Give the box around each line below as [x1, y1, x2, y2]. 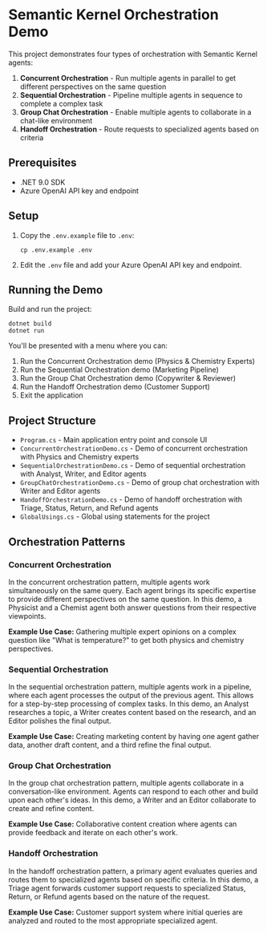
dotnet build [8, 320, 52, 328]
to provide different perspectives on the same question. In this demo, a [8, 594, 243, 604]
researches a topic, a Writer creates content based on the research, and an [8, 708, 257, 717]
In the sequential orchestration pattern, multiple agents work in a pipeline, [8, 682, 252, 692]
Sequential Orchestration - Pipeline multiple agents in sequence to [19, 90, 243, 99]
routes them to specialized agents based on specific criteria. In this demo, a [8, 874, 259, 884]
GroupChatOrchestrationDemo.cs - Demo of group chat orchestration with [19, 478, 260, 487]
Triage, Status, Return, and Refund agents [19, 503, 159, 513]
